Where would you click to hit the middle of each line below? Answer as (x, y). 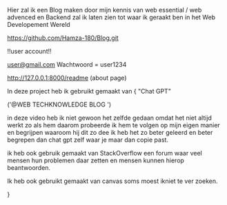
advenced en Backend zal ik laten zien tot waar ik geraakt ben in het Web (111, 17)
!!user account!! (29, 51)
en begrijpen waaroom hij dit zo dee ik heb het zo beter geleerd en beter (110, 132)
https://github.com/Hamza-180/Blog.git (63, 38)
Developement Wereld (39, 24)
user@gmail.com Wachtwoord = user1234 (67, 64)
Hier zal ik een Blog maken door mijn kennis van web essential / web (105, 10)
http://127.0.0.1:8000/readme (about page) (67, 78)
